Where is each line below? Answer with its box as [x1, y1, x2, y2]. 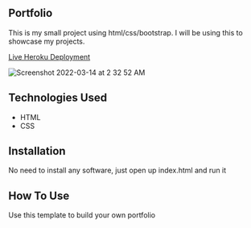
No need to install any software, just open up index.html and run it [8, 165, 227, 176]
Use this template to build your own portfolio [8, 210, 155, 220]
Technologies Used [8, 91, 107, 105]
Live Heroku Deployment [8, 52, 91, 61]
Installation [8, 144, 66, 158]
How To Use [8, 189, 70, 202]
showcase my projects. [8, 36, 85, 46]
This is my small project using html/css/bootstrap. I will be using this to [8, 27, 243, 37]
